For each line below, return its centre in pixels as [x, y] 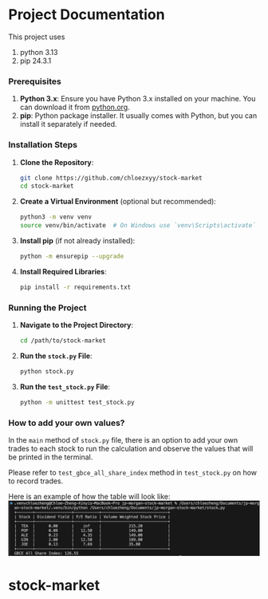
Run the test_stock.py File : [65, 386]
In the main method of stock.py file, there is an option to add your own [123, 440]
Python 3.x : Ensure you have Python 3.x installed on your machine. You [138, 99]
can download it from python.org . [75, 107]
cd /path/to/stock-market [63, 341]
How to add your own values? [67, 423]
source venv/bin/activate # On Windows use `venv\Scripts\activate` [138, 226]
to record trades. [36, 481]
